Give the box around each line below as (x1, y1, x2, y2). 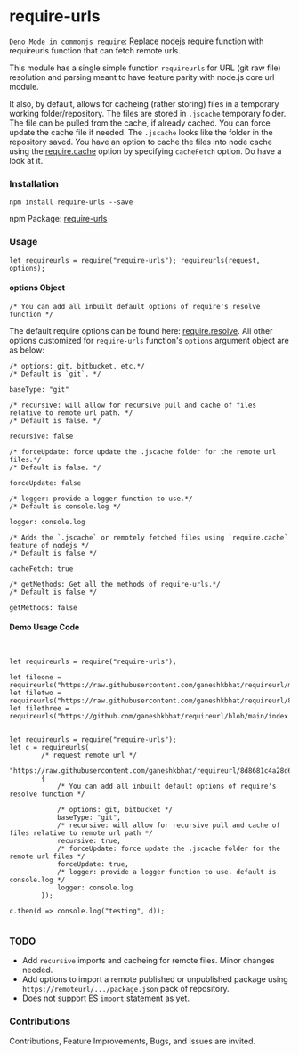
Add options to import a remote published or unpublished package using (21, 974, 289, 985)
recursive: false (9, 432, 74, 441)
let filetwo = (9, 688, 62, 697)
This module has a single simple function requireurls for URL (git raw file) (9, 62, 282, 73)
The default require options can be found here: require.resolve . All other (9, 325, 273, 336)
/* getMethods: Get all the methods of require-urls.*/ (9, 580, 221, 588)
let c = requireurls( (9, 743, 90, 751)
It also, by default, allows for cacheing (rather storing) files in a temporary (9, 98, 279, 109)
